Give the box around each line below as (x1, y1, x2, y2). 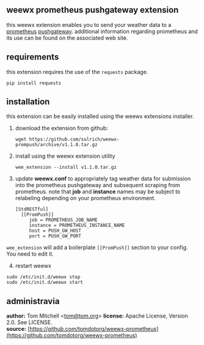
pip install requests (6, 80, 62, 86)
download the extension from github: (15, 125, 109, 132)
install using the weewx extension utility (15, 152, 115, 160)
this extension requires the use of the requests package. (6, 68, 148, 75)
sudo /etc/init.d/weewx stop (6, 274, 81, 280)
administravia (6, 296, 60, 306)
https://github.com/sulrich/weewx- (29, 136, 120, 143)
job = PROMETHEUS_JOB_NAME (29, 217, 98, 223)
